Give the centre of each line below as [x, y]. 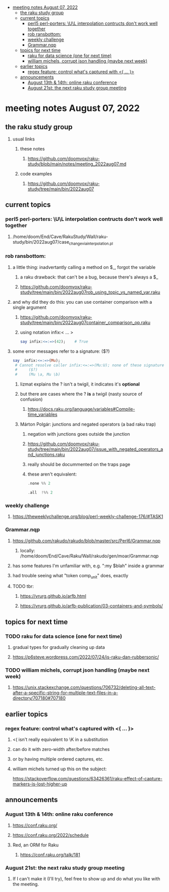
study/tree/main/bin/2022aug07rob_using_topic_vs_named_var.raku [90, 292]
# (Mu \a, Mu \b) [38, 374]
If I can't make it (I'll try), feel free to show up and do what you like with [86, 878]
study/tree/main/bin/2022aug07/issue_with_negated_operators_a [95, 449]
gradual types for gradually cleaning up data [59, 647]
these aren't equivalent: [52, 474]
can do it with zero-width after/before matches [61, 749]
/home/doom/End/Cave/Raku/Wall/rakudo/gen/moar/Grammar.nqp [89, 556]
